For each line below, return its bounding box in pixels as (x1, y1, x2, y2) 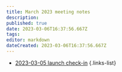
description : (6, 15, 39, 21)
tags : (6, 31, 20, 38)
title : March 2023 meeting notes (6, 8, 91, 15)
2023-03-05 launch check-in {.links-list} (14, 59, 117, 67)
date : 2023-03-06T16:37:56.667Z (6, 25, 88, 32)
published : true (6, 20, 47, 26)
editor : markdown (6, 37, 50, 43)
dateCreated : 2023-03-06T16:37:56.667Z (6, 43, 107, 49)
